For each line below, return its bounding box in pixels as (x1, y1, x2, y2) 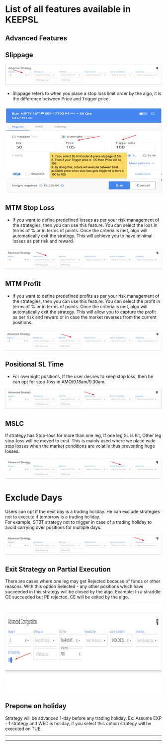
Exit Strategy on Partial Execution (5, 565, 111, 574)
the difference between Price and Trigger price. (12, 96, 110, 102)
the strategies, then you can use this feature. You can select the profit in (12, 298, 161, 304)
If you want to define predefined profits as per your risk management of (12, 293, 160, 299)
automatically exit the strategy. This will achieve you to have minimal (12, 233, 153, 239)
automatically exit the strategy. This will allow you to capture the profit (12, 309, 156, 315)
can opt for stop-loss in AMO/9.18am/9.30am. (12, 379, 106, 385)
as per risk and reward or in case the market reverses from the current (12, 314, 157, 320)
